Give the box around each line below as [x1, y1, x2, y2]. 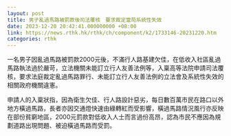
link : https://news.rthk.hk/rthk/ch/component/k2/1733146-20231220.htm [7, 29, 217, 36]
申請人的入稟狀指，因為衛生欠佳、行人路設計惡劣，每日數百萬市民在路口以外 [7, 95, 224, 104]
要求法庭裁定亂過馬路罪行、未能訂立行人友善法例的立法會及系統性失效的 [19, 73, 224, 81]
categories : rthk [7, 36, 57, 43]
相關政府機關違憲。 [7, 81, 62, 89]
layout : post [7, 10, 45, 17]
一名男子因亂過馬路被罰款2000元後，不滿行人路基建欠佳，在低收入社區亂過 [7, 56, 221, 64]
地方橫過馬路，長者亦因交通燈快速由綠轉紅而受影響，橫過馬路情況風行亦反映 [7, 104, 224, 113]
